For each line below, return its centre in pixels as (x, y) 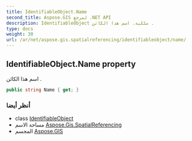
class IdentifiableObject (44, 118)
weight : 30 (20, 34)
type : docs (20, 29)
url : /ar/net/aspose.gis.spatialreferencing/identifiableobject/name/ (96, 40)
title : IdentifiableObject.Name (46, 12)
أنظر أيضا (18, 105)
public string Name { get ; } (43, 90)
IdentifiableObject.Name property (71, 64)
